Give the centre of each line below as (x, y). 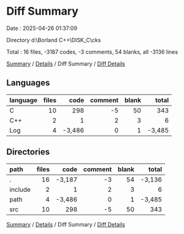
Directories (28, 152)
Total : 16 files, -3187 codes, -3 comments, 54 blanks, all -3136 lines (92, 52)
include (20, 189)
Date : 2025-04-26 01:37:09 (42, 28)
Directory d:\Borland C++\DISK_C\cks (54, 40)
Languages (28, 83)
